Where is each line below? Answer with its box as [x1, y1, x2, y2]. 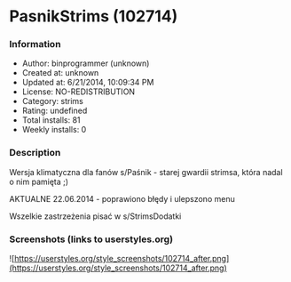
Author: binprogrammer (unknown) [21, 58, 150, 68]
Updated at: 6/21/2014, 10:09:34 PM [21, 77, 154, 88]
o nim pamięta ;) [9, 176, 69, 187]
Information [9, 38, 61, 51]
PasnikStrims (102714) [9, 6, 178, 27]
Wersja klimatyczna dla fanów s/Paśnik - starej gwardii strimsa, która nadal [9, 166, 283, 177]
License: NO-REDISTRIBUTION [21, 86, 136, 97]
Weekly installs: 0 [21, 125, 87, 135]
